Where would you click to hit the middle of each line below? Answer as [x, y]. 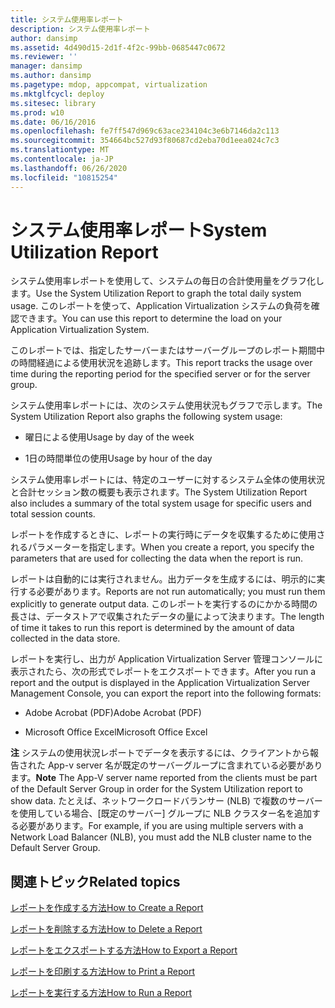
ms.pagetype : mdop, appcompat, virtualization [109, 85]
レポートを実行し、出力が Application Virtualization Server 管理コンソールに [166, 659]
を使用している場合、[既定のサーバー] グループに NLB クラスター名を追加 [161, 813]
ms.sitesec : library [53, 103]
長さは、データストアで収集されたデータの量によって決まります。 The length [167, 617]
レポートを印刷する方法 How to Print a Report [103, 972]
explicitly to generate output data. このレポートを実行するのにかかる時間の [164, 604]
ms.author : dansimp [51, 76]
